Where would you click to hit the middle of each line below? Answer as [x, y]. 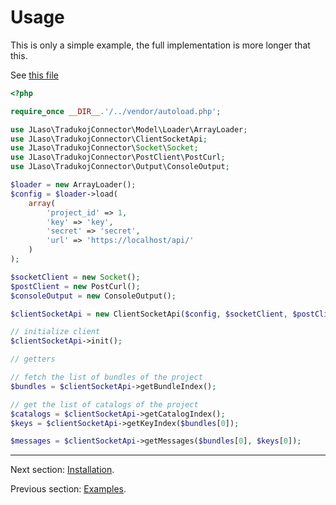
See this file [34, 75]
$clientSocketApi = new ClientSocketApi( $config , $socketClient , [149, 314]
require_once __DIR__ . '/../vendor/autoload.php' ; [116, 111]
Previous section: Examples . [68, 489]
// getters [33, 359]
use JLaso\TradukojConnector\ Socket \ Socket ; [104, 148]
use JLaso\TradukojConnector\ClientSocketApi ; [109, 139]
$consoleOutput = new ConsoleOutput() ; [93, 296]
